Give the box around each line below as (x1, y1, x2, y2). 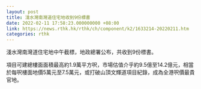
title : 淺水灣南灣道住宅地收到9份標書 (6, 14, 91, 20)
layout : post (6, 8, 39, 15)
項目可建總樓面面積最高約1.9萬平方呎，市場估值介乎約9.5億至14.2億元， (6, 61, 184, 69)
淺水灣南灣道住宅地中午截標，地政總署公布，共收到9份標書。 (6, 49, 157, 56)
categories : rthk (6, 31, 50, 37)
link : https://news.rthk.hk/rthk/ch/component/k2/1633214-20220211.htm (6, 25, 189, 32)
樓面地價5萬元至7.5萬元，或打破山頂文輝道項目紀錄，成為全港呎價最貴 (22, 69, 195, 76)
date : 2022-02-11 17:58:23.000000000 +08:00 (6, 20, 119, 26)
